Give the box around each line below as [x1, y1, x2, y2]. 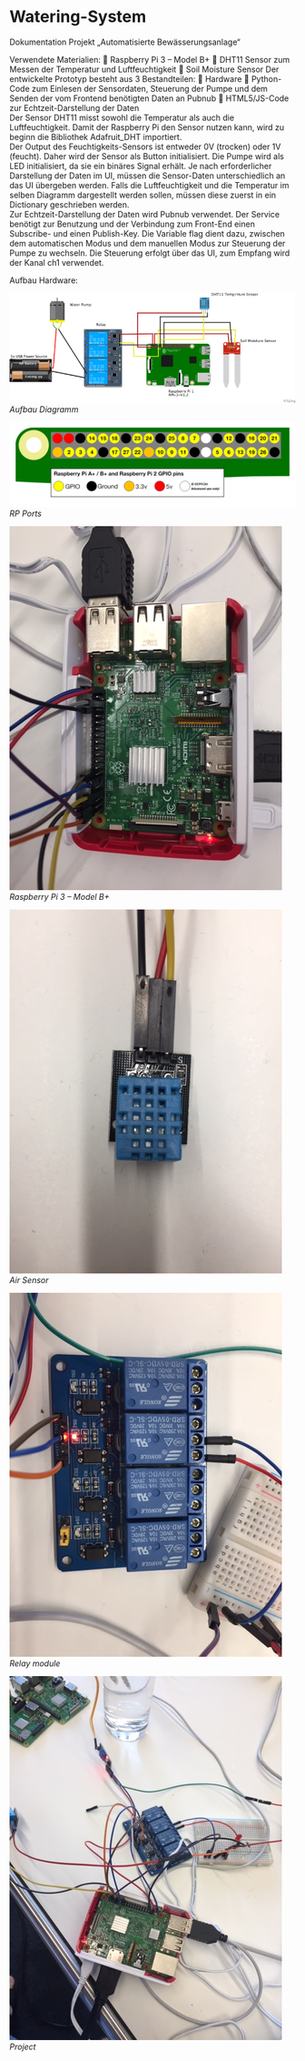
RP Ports [9, 508, 43, 520]
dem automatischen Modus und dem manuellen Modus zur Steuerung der [9, 237, 286, 248]
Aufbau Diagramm [9, 403, 79, 415]
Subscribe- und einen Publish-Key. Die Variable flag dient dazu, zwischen [9, 227, 286, 238]
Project [9, 2041, 36, 2053]
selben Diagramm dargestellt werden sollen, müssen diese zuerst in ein [9, 189, 277, 200]
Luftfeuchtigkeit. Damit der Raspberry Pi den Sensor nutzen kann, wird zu [9, 121, 285, 133]
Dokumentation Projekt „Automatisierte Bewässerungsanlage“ [9, 36, 241, 47]
